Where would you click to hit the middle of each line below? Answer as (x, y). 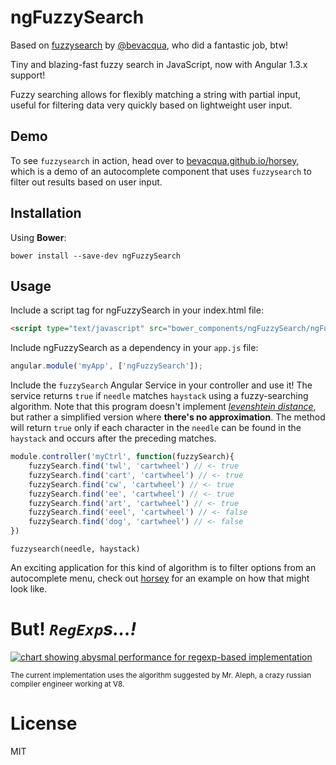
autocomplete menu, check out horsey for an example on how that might (160, 578)
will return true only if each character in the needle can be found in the (156, 428)
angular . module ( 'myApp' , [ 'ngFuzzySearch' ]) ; (106, 366)
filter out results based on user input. (86, 182)
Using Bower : (38, 237)
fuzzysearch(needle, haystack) (75, 549)
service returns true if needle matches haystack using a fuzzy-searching (159, 396)
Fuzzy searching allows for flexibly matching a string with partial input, (156, 94)
